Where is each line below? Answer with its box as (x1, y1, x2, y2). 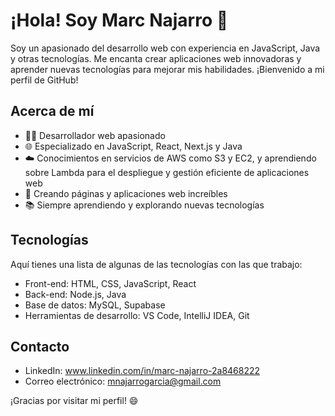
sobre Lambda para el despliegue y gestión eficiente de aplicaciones (24, 166, 310, 178)
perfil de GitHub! (10, 74, 79, 86)
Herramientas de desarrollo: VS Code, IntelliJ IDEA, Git (24, 309, 250, 321)
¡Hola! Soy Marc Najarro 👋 (10, 9, 229, 32)
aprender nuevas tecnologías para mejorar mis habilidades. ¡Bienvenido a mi (10, 63, 325, 75)
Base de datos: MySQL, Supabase (24, 299, 166, 311)
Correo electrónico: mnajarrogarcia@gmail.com (24, 375, 222, 388)
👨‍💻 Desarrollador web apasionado (24, 129, 166, 141)
